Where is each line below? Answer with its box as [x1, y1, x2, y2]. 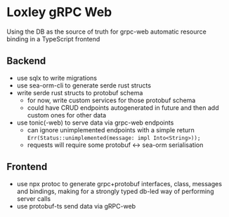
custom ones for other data [27, 111, 107, 119]
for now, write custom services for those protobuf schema [27, 96, 196, 104]
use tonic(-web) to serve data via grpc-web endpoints [16, 118, 174, 127]
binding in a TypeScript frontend [6, 34, 100, 43]
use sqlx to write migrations [16, 73, 98, 82]
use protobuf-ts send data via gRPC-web [16, 202, 136, 210]
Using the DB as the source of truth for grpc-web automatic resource [6, 27, 207, 36]
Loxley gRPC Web [6, 4, 112, 20]
